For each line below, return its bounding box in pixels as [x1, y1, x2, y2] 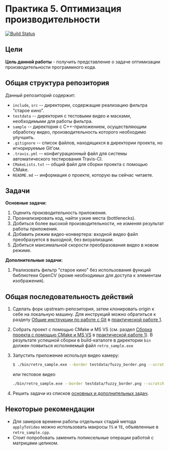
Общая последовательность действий [5, 292, 134, 301]
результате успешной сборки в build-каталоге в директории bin [12, 337, 151, 343]
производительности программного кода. [5, 64, 97, 70]
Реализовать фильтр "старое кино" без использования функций [12, 267, 151, 273]
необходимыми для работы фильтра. [12, 118, 93, 124]
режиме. [12, 248, 32, 254]
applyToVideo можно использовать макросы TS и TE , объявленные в [12, 424, 159, 430]
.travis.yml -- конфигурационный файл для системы [12, 150, 127, 156]
